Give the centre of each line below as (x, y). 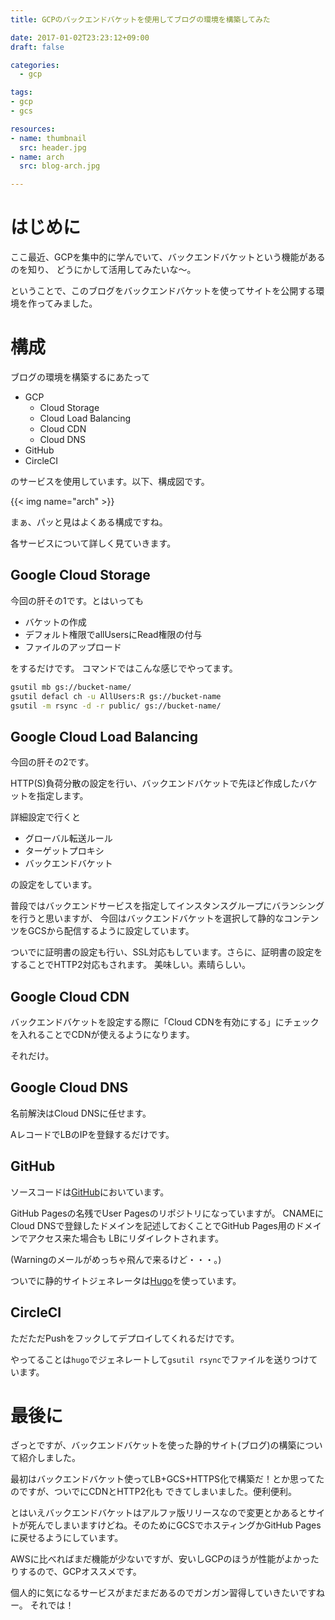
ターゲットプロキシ (64, 851)
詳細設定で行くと (45, 817)
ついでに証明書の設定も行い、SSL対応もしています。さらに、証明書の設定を (166, 952)
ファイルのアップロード (73, 647)
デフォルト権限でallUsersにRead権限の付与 (113, 634)
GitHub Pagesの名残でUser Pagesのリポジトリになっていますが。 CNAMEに (167, 1213)
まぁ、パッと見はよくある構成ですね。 (89, 522)
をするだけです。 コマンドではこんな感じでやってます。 (124, 668)
